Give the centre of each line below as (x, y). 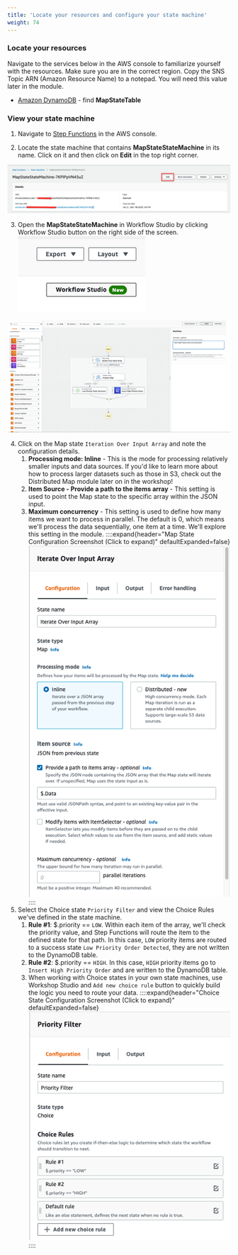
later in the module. (35, 86)
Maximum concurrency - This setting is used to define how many (125, 512)
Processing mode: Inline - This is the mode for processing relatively (128, 458)
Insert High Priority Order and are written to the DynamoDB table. (128, 970)
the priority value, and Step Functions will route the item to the (119, 932)
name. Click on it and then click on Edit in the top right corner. (108, 155)
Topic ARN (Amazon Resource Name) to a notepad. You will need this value (118, 79)
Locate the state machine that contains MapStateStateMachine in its (119, 148)
